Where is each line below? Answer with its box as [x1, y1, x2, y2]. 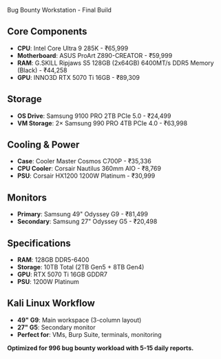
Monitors [7, 192, 47, 203]
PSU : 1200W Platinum [17, 278, 79, 286]
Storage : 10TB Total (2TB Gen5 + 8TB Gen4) [17, 263, 145, 271]
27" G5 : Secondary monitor [17, 323, 96, 331]
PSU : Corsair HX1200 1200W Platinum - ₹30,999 [17, 172, 156, 180]
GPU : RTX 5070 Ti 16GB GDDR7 [17, 270, 108, 278]
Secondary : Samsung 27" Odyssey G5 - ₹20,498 [17, 217, 158, 226]
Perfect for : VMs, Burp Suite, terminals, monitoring [17, 330, 162, 338]
